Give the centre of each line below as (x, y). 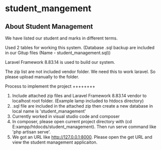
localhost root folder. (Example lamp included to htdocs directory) (78, 101)
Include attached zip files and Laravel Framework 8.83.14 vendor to (79, 96)
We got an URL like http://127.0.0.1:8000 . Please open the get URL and (82, 137)
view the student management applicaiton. (55, 142)
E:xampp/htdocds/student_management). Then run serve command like (84, 127)
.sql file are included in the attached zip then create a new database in (82, 106)
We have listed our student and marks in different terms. (61, 38)
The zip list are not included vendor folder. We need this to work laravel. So (80, 72)
